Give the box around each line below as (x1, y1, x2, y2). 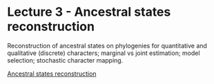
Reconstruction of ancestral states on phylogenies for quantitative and (7, 41, 207, 50)
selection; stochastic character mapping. (7, 56, 124, 64)
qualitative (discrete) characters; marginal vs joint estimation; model (7, 49, 200, 57)
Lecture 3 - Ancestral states (7, 4, 171, 20)
